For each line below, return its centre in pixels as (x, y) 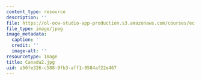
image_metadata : (26, 34)
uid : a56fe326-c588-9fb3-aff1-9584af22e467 (62, 68)
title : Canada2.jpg (31, 62)
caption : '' (27, 40)
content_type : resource (36, 12)
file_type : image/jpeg (35, 29)
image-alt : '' (29, 51)
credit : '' (25, 46)
